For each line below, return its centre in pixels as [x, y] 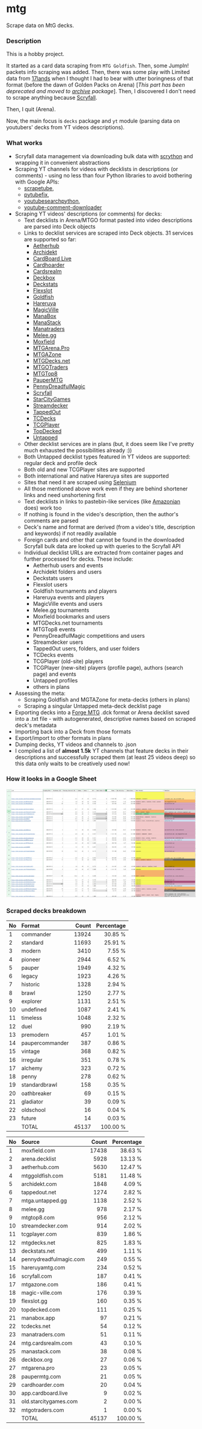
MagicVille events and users [68, 603]
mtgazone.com [40, 1284]
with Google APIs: [37, 182]
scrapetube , [39, 188]
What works [24, 143]
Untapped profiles [55, 680]
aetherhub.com [40, 1167]
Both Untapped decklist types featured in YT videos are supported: [107, 457]
